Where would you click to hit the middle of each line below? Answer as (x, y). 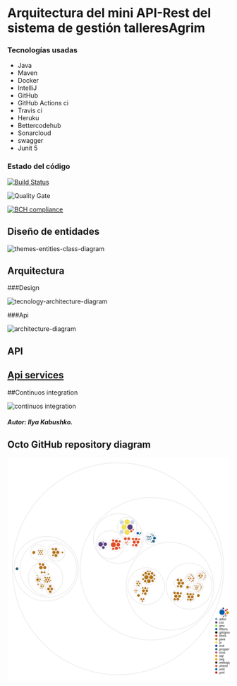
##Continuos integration (43, 392)
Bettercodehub (39, 126)
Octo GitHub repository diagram (79, 444)
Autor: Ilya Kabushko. (40, 422)
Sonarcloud (34, 133)
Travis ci (30, 110)
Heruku (28, 118)
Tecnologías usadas (42, 50)
